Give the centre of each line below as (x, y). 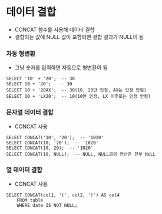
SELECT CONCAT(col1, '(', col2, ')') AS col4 (63, 195)
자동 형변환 (21, 54)
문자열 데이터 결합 (30, 113)
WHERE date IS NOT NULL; (47, 205)
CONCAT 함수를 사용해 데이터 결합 (55, 29)
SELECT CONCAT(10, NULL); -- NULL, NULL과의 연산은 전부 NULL (81, 154)
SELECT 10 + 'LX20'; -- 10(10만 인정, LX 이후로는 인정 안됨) (79, 97)
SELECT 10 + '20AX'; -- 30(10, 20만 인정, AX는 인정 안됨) (77, 90)
